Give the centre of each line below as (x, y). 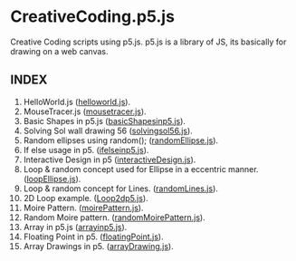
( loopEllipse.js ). (52, 179)
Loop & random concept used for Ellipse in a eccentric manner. (141, 169)
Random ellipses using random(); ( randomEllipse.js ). (121, 140)
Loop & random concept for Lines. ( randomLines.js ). (120, 188)
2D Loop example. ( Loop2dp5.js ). (86, 198)
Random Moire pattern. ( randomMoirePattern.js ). (115, 217)
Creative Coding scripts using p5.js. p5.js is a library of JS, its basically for (148, 42)
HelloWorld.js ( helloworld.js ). (76, 101)
